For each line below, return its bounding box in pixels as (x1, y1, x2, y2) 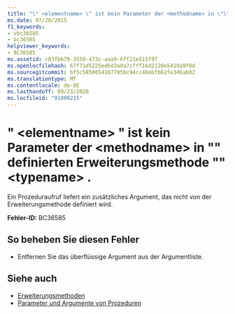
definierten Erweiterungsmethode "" (7, 155, 226, 171)
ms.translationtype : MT (7, 75, 77, 83)
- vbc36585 (7, 29, 39, 37)
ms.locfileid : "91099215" (7, 95, 83, 102)
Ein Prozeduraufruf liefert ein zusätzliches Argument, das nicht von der (7, 192, 212, 201)
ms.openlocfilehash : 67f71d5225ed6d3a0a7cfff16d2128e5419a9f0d (7, 62, 196, 69)
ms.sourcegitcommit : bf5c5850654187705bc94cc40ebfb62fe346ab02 (7, 69, 196, 76)
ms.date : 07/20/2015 (7, 17, 68, 24)
